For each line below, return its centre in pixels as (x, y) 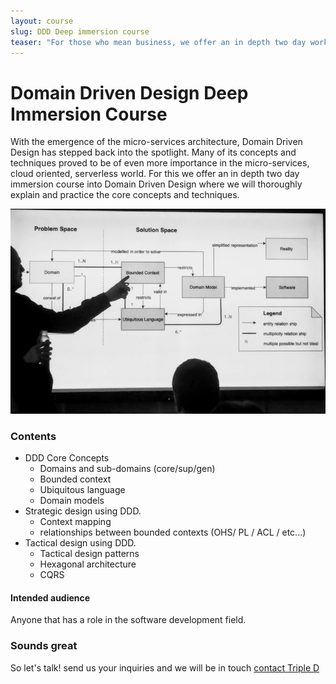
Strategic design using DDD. (83, 511)
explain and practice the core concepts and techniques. (125, 195)
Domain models (72, 501)
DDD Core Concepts (67, 458)
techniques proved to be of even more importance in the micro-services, (160, 163)
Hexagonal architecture (88, 564)
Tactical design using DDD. (80, 543)
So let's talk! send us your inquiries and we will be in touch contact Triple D (165, 667)
